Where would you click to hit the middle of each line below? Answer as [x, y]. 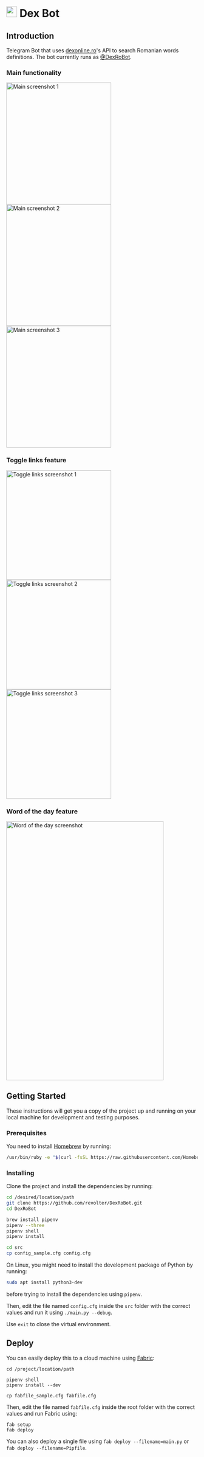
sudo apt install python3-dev [45, 1283]
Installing [20, 1173]
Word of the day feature [42, 811]
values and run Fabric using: [42, 1413]
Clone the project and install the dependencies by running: [80, 1186]
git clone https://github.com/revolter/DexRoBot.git [74, 1203]
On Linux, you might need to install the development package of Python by [100, 1265]
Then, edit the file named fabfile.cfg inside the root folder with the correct [101, 1407]
